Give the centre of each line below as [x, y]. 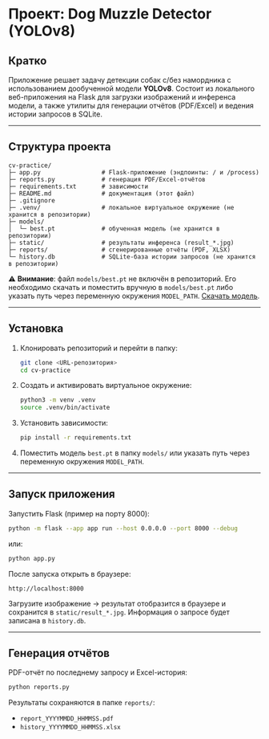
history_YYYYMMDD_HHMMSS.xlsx [70, 728]
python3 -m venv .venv [58, 400]
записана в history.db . [47, 620]
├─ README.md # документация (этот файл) [102, 194]
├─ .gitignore [32, 200]
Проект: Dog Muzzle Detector [110, 14]
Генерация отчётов [59, 653]
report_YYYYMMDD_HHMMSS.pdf [66, 719]
